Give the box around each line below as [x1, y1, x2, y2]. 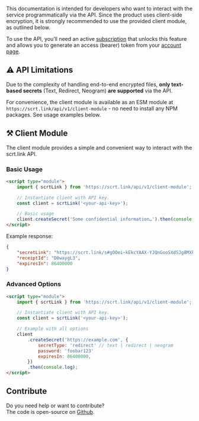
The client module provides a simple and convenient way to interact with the [6, 144, 192, 151]
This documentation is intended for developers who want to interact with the [6, 5, 192, 12]
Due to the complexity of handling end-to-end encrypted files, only [6, 81, 171, 88]
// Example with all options [17, 326, 89, 332]
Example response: [6, 233, 53, 240]
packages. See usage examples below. [6, 111, 101, 118]
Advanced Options [6, 280, 61, 288]
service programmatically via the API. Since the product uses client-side [6, 11, 182, 18]
